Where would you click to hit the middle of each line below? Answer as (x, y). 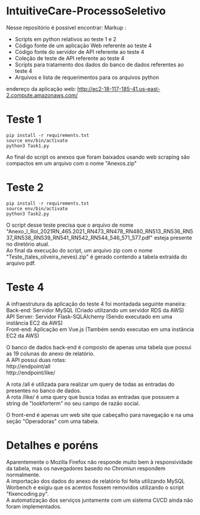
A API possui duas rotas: (36, 359)
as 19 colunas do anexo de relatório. (50, 354)
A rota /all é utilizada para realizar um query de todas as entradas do (90, 384)
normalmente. (23, 474)
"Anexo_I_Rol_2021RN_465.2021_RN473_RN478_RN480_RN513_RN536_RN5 (100, 231)
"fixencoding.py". (27, 493)
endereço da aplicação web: (41, 89)
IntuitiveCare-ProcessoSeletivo (86, 11)
